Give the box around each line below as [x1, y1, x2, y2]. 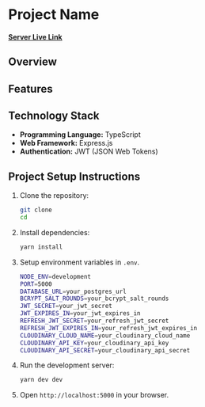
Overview [8, 55, 58, 69]
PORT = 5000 [19, 280, 53, 288]
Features [8, 82, 53, 96]
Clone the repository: [19, 191, 89, 200]
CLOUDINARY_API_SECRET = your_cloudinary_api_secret [19, 346, 191, 354]
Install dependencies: [19, 227, 90, 237]
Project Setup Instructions [8, 169, 141, 183]
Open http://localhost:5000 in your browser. [19, 390, 169, 400]
